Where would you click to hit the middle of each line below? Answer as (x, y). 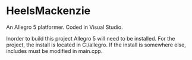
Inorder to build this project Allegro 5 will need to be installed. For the (91, 38)
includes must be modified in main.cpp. (54, 51)
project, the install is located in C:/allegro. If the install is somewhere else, (96, 45)
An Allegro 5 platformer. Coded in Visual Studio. (64, 27)
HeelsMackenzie (48, 11)
